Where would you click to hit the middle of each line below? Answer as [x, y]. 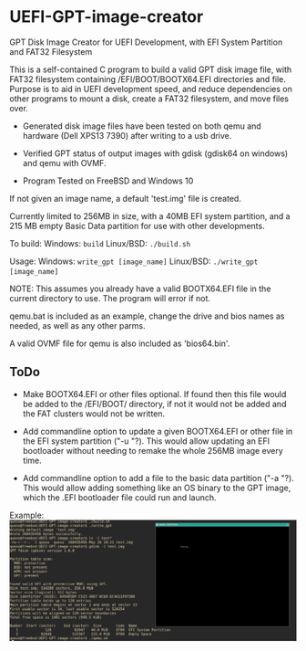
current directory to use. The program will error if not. [110, 298]
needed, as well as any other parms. [77, 325]
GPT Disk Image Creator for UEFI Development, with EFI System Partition [146, 42]
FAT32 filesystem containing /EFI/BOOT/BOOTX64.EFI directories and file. [148, 79]
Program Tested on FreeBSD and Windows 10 [108, 181]
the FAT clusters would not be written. [94, 414]
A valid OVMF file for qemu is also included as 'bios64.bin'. [120, 343]
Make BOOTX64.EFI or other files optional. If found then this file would [154, 394]
